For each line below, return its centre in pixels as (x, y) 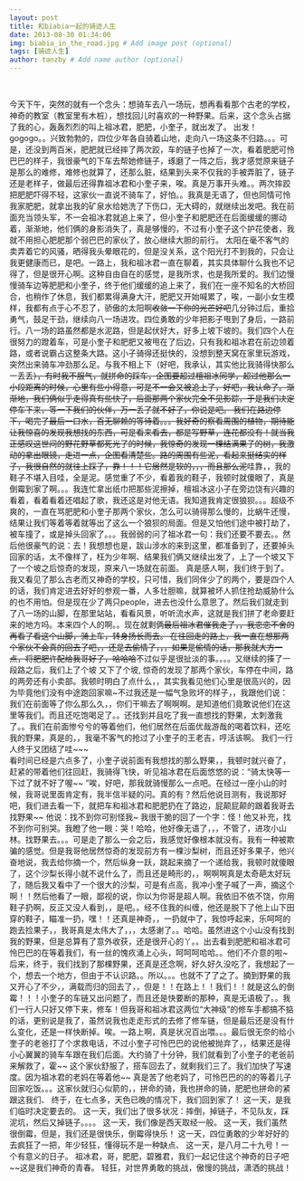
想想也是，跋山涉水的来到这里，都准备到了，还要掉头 (195, 545)
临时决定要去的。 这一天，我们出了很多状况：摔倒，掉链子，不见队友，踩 (153, 1111)
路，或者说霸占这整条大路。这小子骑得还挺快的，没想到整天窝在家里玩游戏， (152, 353)
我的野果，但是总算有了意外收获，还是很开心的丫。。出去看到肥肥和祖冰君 (146, 941)
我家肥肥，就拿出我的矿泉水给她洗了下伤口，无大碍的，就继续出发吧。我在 (148, 206)
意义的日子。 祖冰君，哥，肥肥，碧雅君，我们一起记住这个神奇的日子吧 (157, 1156)
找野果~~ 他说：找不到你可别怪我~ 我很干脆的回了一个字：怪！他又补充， (146, 817)
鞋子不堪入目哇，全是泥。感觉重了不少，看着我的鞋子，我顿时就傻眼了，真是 (152, 477)
